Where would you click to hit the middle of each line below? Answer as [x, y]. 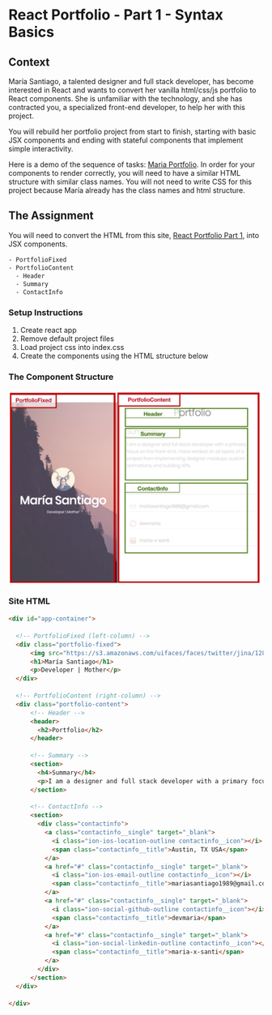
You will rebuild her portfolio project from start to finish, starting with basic [132, 132]
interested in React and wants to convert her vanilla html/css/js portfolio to [132, 90]
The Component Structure [61, 377]
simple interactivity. [41, 149]
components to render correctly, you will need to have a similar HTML [125, 173]
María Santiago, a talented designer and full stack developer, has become [131, 81]
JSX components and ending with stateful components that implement [126, 140]
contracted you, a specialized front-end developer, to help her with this [127, 107]
